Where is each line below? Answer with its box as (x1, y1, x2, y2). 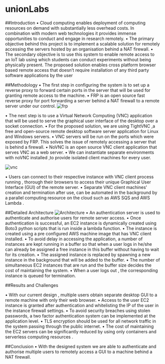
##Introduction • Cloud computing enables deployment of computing (5, 20, 146, 26)
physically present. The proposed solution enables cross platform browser (5, 62, 156, 68)
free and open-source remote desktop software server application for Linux (5, 128, 159, 134)
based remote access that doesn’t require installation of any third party (5, 67, 149, 73)
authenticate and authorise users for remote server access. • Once (5, 215, 141, 221)
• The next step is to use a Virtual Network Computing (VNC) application (5, 112, 153, 118)
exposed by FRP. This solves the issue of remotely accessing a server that (5, 138, 156, 144)
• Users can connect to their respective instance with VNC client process (5, 174, 154, 180)
